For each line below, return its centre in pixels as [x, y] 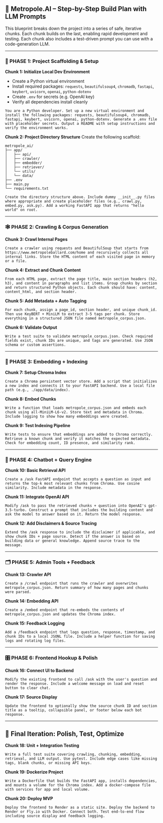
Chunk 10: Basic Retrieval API [35, 470]
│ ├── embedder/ [24, 163]
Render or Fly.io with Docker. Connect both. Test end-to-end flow [75, 812]
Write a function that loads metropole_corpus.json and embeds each [76, 408]
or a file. [16, 261]
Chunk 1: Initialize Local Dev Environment [48, 72]
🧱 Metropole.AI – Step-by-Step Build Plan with [76, 9]
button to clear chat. [28, 688]
